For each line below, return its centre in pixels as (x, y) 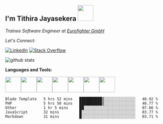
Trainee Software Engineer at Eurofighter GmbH (55, 31)
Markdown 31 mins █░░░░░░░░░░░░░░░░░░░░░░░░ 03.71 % (81, 116)
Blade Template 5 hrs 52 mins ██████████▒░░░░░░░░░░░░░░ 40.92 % (81, 99)
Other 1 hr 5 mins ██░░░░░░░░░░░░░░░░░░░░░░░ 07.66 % (81, 108)
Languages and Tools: (29, 70)
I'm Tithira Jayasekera (41, 19)
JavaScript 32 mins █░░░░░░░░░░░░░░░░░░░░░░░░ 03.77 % (81, 112)
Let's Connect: (20, 40)
